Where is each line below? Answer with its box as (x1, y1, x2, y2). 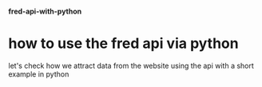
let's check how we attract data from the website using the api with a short (8, 61, 254, 70)
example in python (8, 69, 69, 79)
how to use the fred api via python (8, 34, 239, 52)
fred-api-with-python (8, 6, 82, 16)
